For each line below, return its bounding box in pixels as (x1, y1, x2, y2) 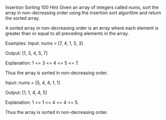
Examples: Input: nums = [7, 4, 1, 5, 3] (5, 40, 84, 46)
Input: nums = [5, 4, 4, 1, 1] (5, 80, 61, 85)
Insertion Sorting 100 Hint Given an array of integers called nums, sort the (5, 5, 159, 10)
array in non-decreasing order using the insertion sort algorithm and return (5, 10, 161, 16)
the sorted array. (5, 15, 40, 21)
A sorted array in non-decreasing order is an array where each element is (5, 25, 158, 31)
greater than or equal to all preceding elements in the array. (5, 31, 129, 36)
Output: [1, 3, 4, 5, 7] (5, 50, 48, 56)
